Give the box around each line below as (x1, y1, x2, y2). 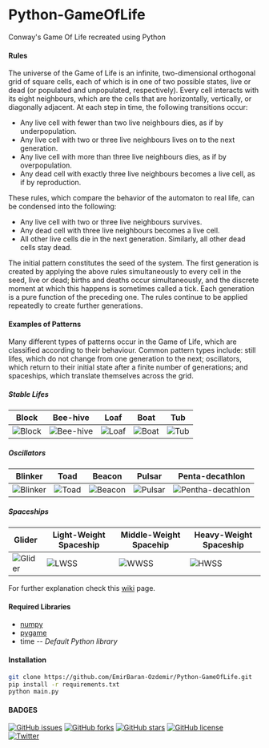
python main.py (8, 688, 59, 696)
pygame (19, 628, 47, 638)
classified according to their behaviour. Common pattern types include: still (8, 346, 256, 355)
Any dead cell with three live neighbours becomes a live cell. (19, 226, 220, 236)
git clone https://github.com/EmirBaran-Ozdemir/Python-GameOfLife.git (8, 673, 252, 681)
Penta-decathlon (178, 471, 246, 482)
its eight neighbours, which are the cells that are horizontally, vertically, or (8, 94, 252, 103)
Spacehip (131, 540, 170, 551)
